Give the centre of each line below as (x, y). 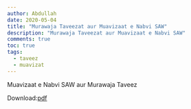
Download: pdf (27, 98)
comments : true (29, 39)
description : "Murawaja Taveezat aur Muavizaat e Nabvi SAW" (97, 33)
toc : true (21, 46)
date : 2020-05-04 (32, 20)
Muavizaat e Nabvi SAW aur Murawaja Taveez (72, 84)
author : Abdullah (32, 13)
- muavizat (29, 65)
